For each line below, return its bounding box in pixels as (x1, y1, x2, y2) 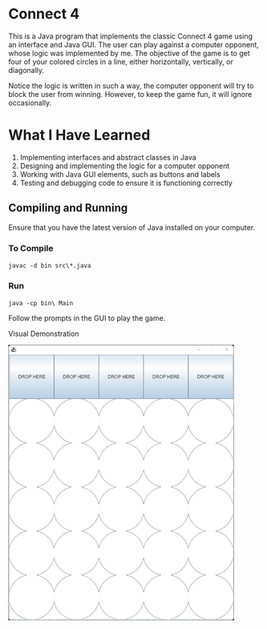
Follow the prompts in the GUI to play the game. (8, 313, 166, 323)
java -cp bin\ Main (8, 300, 74, 308)
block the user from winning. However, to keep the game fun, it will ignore (8, 89, 253, 99)
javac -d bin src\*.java (8, 261, 91, 269)
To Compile (8, 242, 54, 253)
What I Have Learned (8, 126, 151, 144)
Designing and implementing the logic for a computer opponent (19, 161, 230, 171)
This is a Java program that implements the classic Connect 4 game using (8, 31, 253, 41)
